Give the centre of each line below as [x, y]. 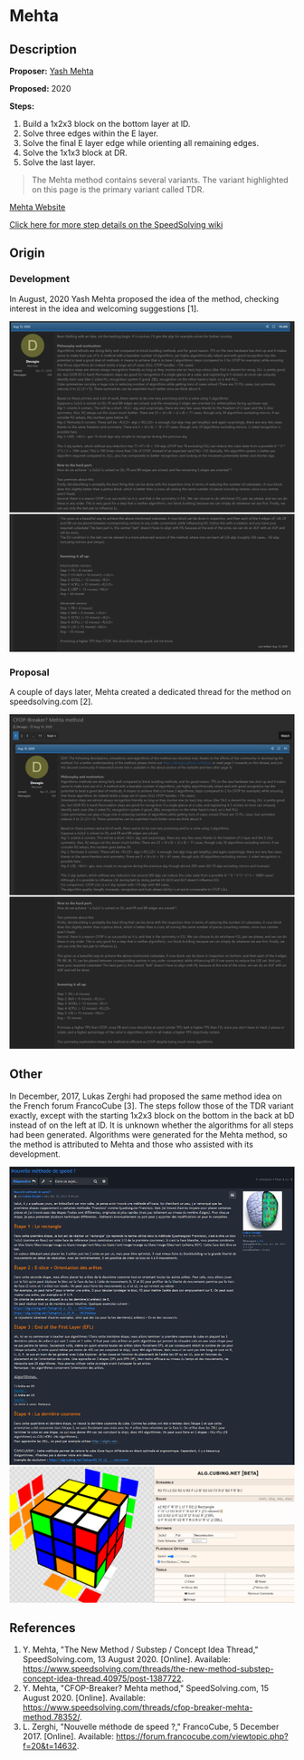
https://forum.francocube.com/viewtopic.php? [202, 1736]
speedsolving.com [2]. [51, 702]
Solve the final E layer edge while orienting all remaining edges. [141, 143]
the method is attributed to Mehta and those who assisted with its [131, 1144]
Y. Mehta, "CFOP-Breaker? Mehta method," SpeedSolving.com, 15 [146, 1688]
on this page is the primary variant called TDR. [118, 190]
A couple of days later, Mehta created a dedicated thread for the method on [150, 692]
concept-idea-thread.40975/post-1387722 [102, 1678]
